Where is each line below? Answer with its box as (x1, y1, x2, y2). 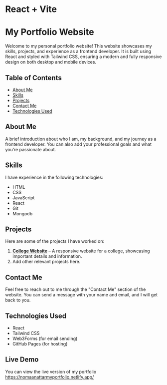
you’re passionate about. (5, 146, 56, 152)
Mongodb (12, 210, 33, 216)
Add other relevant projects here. (12, 259, 81, 265)
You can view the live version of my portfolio (5, 368, 97, 374)
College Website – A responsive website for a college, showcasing (12, 248, 151, 254)
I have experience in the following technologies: (5, 174, 104, 180)
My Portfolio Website (5, 27, 94, 38)
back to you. (5, 297, 31, 303)
